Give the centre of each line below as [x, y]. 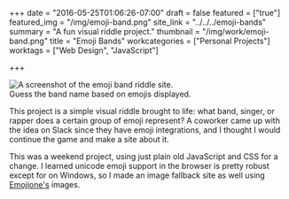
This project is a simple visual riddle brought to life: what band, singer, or [142, 111]
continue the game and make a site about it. [90, 139]
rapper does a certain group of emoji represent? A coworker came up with [145, 120]
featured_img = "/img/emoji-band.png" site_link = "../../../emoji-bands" [138, 22]
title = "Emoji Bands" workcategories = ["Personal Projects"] [160, 41]
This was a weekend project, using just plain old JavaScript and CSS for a [144, 157]
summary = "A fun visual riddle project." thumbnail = [105, 31]
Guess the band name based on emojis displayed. [100, 94]
